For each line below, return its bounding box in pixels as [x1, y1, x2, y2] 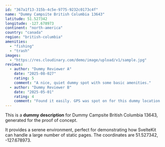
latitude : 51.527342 [5, 16, 48, 21]
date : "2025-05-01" [14, 89, 54, 94]
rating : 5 [14, 76, 35, 81]
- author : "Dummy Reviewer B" [9, 85, 72, 90]
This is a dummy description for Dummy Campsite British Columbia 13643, [5, 112, 158, 118]
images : [5, 53, 21, 58]
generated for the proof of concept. [5, 118, 78, 123]
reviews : [5, 62, 23, 67]
